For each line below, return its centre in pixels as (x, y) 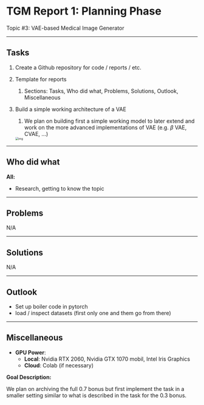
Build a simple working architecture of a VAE (70, 109)
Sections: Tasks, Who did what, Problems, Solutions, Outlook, (101, 91)
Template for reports (41, 79)
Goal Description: (29, 377)
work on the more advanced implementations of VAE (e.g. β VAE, (105, 127)
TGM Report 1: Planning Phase (84, 11)
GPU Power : (31, 352)
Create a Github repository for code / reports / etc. (78, 67)
